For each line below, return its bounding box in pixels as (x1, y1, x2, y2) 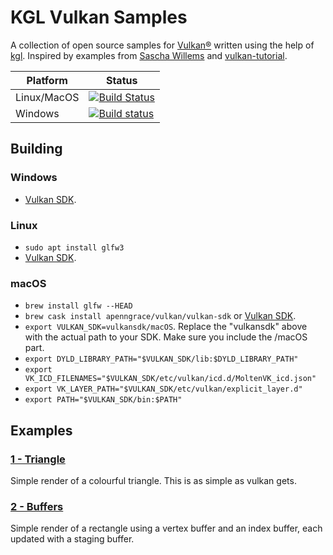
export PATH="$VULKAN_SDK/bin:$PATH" (24, 395, 183, 405)
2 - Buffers (10, 499, 64, 513)
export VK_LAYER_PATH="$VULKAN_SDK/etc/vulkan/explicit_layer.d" (24, 384, 303, 395)
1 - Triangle (10, 452, 66, 466)
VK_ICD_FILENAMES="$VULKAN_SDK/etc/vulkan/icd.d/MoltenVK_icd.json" (24, 374, 317, 384)
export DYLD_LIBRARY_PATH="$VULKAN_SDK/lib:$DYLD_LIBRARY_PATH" (24, 354, 299, 365)
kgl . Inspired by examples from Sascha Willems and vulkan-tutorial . (10, 49, 288, 61)
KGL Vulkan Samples (10, 6, 188, 29)
